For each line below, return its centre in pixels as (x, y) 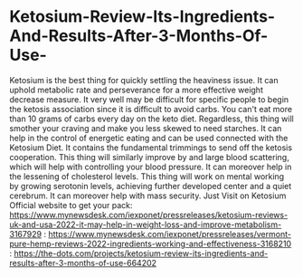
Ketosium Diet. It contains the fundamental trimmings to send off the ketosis (151, 148)
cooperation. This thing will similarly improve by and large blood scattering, (149, 157)
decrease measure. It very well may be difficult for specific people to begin (149, 99)
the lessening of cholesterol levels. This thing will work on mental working (147, 176)
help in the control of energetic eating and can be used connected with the (149, 138)
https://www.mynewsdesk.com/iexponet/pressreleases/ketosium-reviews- (149, 215)
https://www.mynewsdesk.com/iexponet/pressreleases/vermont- (170, 234)
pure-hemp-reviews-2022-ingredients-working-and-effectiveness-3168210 (151, 244)
